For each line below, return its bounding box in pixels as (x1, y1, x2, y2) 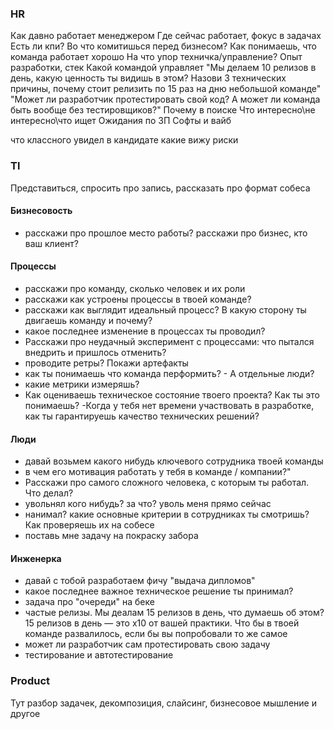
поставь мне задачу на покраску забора (24, 530, 199, 542)
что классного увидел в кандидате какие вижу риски (10, 134, 239, 146)
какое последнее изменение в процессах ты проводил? (24, 325, 266, 337)
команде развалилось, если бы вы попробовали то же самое (24, 628, 288, 640)
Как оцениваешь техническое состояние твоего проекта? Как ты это (24, 389, 320, 401)
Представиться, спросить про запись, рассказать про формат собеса (10, 182, 311, 194)
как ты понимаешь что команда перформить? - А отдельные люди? (24, 368, 315, 379)
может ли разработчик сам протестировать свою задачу (24, 638, 271, 651)
